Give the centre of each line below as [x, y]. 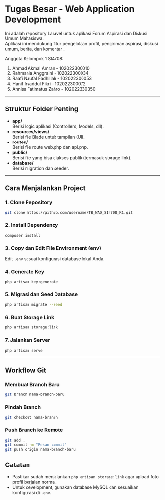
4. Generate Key [25, 271]
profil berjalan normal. [35, 482]
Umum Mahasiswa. [25, 38]
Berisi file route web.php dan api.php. [50, 147]
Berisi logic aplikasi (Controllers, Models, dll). [58, 126]
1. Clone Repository [29, 202]
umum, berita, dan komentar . [35, 49]
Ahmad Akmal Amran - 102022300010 [51, 68]
